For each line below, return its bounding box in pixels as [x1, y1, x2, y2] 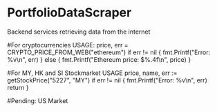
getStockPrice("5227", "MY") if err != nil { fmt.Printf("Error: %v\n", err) [7, 76, 207, 84]
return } [7, 83, 29, 91]
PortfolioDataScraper [7, 5, 132, 21]
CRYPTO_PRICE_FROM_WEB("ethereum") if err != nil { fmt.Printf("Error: [7, 48, 211, 56]
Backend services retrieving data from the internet [7, 27, 151, 36]
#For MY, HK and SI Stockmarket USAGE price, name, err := [7, 69, 178, 77]
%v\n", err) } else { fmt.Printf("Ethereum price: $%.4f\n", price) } [7, 55, 191, 63]
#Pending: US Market [7, 96, 68, 104]
